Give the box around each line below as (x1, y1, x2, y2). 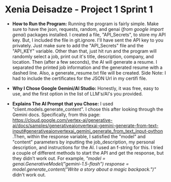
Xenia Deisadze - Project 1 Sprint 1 (5, 4, 153, 15)
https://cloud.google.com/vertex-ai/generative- (12, 117, 113, 123)
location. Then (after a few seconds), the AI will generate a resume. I (12, 59, 158, 65)
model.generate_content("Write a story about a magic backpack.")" (12, 166, 156, 172)
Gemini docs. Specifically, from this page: (12, 112, 101, 118)
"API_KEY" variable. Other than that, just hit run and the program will (12, 48, 157, 54)
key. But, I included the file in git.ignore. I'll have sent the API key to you (12, 37, 164, 43)
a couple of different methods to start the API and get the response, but (12, 150, 164, 156)
